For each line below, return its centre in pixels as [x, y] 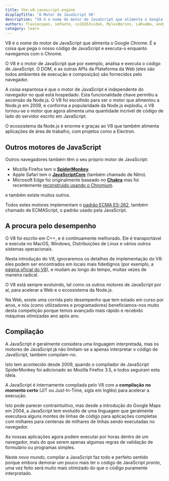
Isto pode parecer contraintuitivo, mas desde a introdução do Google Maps [83, 405]
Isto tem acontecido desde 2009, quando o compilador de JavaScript [77, 364]
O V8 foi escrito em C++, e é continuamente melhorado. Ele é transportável [83, 238]
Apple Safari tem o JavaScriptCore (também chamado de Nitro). [79, 174]
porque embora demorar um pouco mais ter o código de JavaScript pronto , [83, 462]
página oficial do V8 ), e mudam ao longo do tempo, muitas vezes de [76, 269]
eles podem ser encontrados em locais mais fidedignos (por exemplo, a [79, 264]
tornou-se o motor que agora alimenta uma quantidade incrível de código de [84, 111]
